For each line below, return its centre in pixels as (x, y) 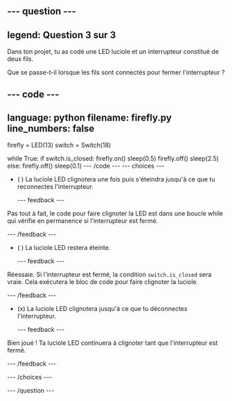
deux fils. (20, 59)
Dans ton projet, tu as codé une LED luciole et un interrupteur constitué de (113, 52)
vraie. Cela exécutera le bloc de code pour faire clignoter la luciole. (103, 282)
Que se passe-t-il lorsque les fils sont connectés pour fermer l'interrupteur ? (116, 73)
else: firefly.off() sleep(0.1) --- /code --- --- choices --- (86, 166)
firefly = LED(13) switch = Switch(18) (59, 145)
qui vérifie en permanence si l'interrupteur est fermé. (83, 221)
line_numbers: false (51, 128)
